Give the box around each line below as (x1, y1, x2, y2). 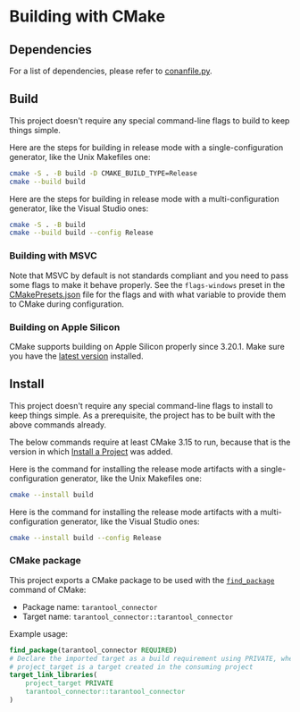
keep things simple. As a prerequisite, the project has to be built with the (9, 410, 276, 420)
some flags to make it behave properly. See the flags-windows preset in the (9, 279, 286, 290)
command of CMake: (9, 584, 87, 595)
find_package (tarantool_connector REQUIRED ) (9, 646, 178, 655)
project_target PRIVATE (25, 679, 114, 688)
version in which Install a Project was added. (9, 445, 173, 457)
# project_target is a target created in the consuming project (9, 662, 254, 672)
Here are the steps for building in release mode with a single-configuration (9, 141, 284, 153)
